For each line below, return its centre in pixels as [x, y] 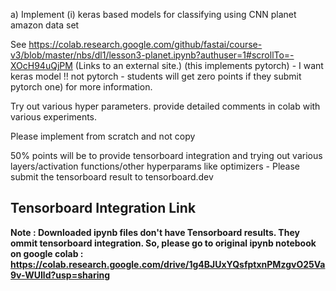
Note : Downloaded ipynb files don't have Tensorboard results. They [155, 232]
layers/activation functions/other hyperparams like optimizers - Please [155, 166]
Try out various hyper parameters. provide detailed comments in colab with [165, 106]
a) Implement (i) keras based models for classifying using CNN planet [153, 14]
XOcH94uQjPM [41, 65]
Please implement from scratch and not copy [103, 136]
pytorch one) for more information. [81, 87]
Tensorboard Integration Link [103, 208]
